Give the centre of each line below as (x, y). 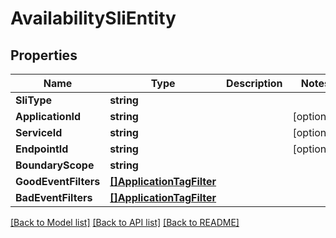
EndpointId (42, 149)
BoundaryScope (55, 165)
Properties (44, 55)
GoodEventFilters (58, 181)
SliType (34, 100)
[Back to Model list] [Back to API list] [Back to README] (125, 222)
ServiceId (39, 132)
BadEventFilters (54, 197)
